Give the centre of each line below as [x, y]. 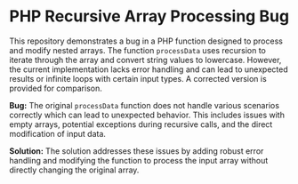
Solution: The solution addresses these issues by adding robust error [137, 151]
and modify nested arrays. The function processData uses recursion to [138, 50]
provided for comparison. [56, 88]
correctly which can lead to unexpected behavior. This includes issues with [147, 115]
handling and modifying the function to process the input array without [139, 160]
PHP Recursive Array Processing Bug [149, 16]
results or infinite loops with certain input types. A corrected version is [138, 78]
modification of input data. [58, 133]
